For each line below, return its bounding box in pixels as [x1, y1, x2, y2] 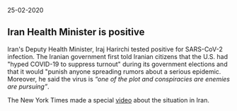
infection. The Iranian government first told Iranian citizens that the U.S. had [7, 52, 229, 60]
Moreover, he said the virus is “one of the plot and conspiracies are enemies [7, 74, 230, 83]
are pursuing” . [7, 82, 50, 91]
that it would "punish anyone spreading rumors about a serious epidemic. [7, 67, 221, 76]
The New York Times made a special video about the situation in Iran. [7, 96, 210, 104]
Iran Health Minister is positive [7, 26, 145, 38]
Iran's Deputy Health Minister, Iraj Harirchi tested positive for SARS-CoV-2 [7, 45, 223, 53]
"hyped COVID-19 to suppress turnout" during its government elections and [7, 60, 228, 68]
